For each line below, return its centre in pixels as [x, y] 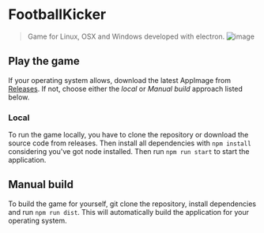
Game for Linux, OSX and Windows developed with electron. [126, 36]
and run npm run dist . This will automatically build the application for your [128, 212]
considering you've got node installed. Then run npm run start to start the [129, 152]
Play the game [44, 61]
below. [19, 97]
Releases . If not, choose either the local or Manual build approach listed [126, 88]
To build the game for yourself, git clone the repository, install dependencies [132, 204]
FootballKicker [57, 15]
